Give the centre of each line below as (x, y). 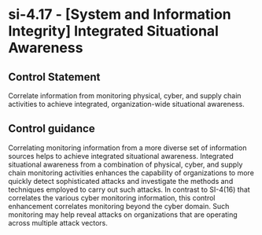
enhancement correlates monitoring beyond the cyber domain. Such (119, 206)
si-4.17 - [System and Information (120, 15)
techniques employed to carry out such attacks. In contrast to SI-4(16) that (129, 189)
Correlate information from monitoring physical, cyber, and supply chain (125, 95)
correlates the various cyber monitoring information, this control (112, 197)
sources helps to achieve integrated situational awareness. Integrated (121, 156)
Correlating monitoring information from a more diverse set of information (127, 148)
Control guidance (52, 129)
